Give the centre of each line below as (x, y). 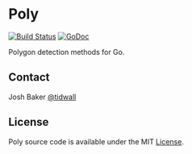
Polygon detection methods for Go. (67, 52)
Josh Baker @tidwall (42, 97)
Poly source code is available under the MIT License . (96, 141)
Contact (29, 77)
